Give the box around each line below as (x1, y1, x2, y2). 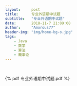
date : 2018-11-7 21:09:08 (5, 20, 71, 26)
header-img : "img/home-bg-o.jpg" (5, 30, 73, 34)
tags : (5, 34, 16, 39)
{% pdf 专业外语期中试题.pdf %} (5, 76, 70, 82)
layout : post (5, 7, 40, 12)
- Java (14, 39, 27, 44)
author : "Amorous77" (5, 25, 56, 30)
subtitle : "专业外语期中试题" (5, 16, 65, 21)
